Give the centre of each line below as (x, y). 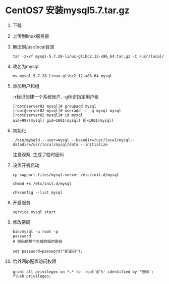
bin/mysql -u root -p (35, 231)
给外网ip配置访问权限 (34, 261)
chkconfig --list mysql (38, 193)
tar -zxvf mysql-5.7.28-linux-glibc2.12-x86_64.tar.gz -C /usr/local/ (88, 56)
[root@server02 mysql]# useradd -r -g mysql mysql (67, 111)
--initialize (94, 145)
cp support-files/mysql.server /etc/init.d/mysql (66, 175)
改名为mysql (25, 66)
